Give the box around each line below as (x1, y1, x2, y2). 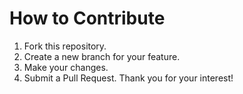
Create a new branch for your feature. (23, 50, 181, 62)
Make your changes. (23, 61, 109, 73)
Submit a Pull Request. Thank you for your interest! (23, 72, 234, 84)
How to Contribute (9, 7, 166, 30)
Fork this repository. (23, 40, 107, 52)
